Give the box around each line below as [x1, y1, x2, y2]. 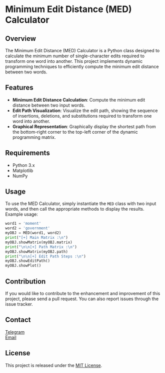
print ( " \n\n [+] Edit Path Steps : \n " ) [5, 254, 86, 259]
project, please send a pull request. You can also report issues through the [5, 296, 159, 302]
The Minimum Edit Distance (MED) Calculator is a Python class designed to [5, 48, 160, 53]
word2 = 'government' [5, 226, 50, 231]
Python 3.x [12, 162, 35, 168]
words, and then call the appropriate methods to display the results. [5, 206, 144, 212]
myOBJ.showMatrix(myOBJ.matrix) [5, 240, 72, 245]
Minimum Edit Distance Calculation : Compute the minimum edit [12, 97, 145, 103]
